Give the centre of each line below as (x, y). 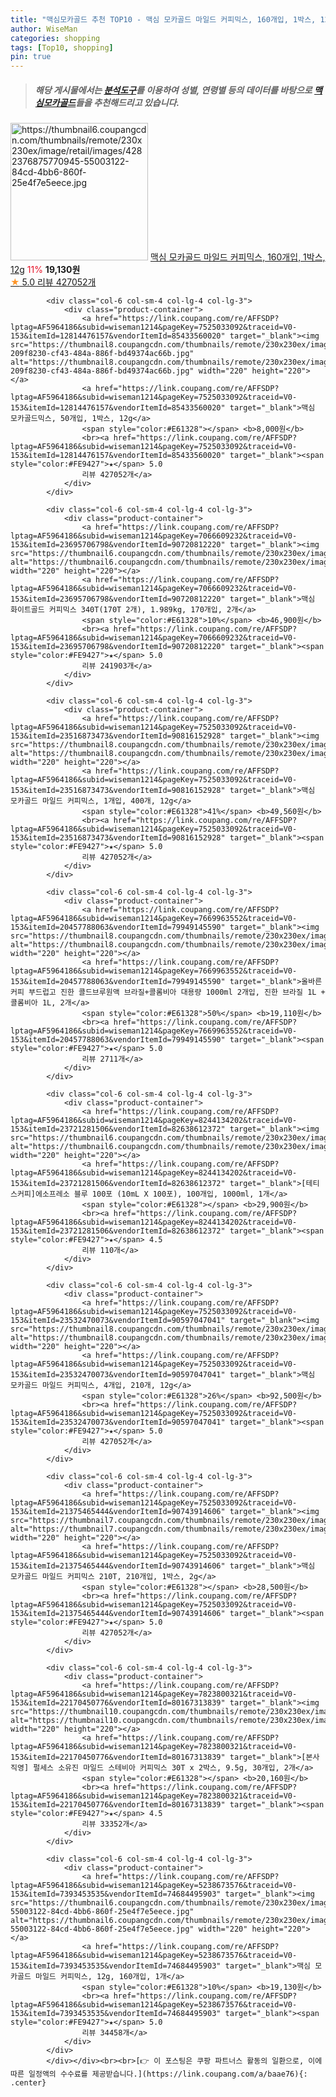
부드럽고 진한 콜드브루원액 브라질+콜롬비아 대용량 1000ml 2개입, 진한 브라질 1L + (177, 992)
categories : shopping (55, 38)
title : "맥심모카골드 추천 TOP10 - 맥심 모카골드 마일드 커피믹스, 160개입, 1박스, (163, 19)
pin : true (31, 57)
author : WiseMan (44, 29)
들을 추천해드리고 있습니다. (127, 102)
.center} (28, 2083)
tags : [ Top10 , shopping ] (62, 47)
